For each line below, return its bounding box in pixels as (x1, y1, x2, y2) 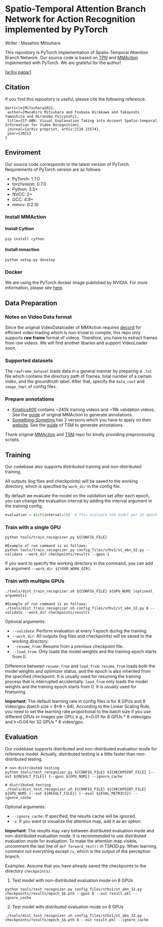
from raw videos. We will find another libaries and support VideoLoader (5, 340, 148, 345)
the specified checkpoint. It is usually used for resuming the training (5, 673, 141, 679)
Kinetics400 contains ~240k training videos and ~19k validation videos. (12, 407, 155, 413)
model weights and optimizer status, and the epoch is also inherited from (5, 668, 151, 674)
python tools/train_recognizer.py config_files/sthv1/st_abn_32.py (5, 548, 145, 553)
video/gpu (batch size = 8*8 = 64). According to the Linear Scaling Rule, (5, 703, 150, 709)
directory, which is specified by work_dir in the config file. (5, 484, 121, 489)
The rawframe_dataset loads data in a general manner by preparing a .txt (5, 368, 152, 374)
